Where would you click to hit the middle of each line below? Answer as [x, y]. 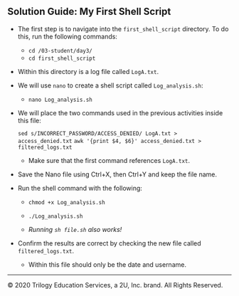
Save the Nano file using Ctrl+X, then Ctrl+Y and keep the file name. [117, 174]
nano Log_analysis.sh [60, 100]
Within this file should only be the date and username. [107, 264]
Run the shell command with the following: [80, 188]
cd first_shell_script [62, 58]
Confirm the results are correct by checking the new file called [109, 243]
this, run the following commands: [67, 36]
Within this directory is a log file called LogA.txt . [88, 71]
